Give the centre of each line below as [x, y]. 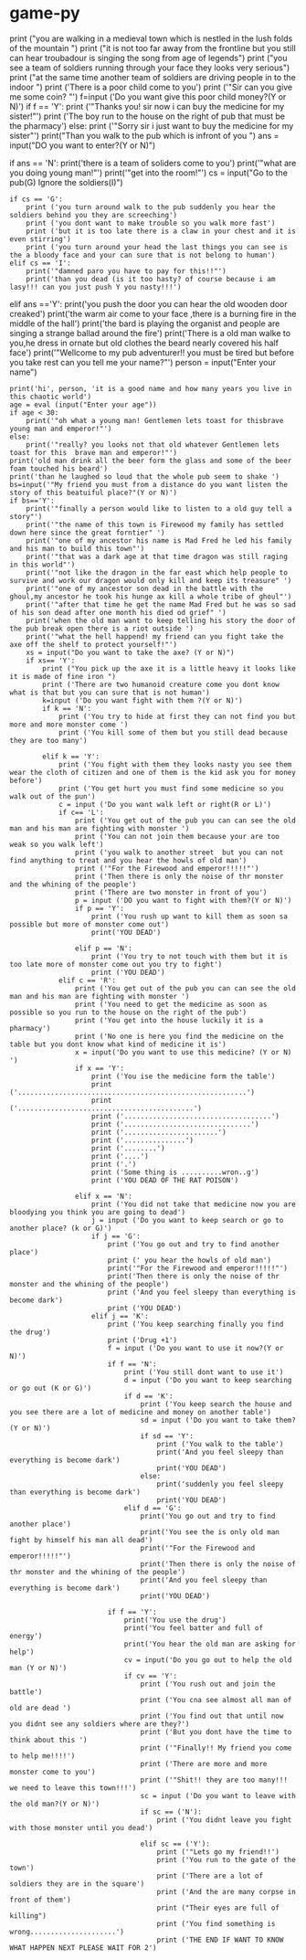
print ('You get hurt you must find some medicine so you [171, 789]
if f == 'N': [132, 1364]
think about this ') [49, 1740]
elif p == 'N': [103, 948]
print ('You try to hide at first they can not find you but [177, 716]
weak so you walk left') [57, 844]
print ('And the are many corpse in [227, 1891]
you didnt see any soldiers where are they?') [100, 1724]
